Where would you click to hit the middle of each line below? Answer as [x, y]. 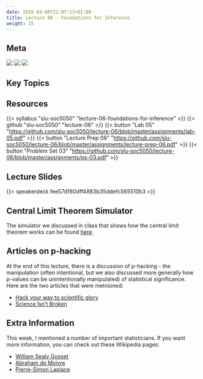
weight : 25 [20, 23]
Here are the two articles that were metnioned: [65, 285]
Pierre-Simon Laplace [42, 369]
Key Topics [28, 83]
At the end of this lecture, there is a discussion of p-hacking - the [89, 266]
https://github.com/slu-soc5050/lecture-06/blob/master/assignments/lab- [102, 132]
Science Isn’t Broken [41, 304]
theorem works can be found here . [50, 232]
